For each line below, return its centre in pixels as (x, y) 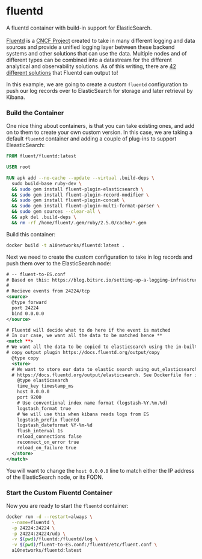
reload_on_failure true (47, 447)
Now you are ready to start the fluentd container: (67, 505)
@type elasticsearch (43, 381)
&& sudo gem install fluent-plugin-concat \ (68, 200)
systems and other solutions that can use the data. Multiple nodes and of (97, 53)
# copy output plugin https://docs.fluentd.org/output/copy (83, 353)
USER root (19, 167)
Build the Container (35, 113)
